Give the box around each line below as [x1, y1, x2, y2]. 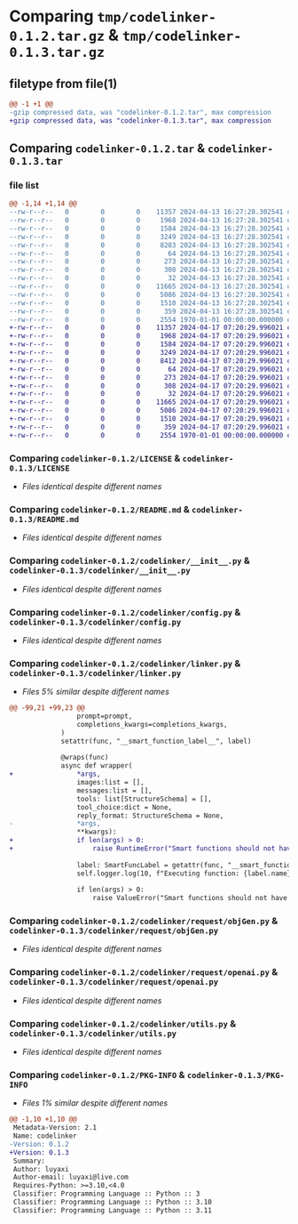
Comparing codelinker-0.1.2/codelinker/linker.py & [9, 656, 241, 669]
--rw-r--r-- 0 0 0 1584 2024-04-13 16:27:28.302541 [9, 224, 284, 233]
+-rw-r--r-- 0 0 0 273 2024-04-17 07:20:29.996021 [9, 373, 284, 382]
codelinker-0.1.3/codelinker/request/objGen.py [9, 926, 219, 936]
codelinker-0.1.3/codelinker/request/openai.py [9, 977, 219, 987]
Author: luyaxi [12, 1164, 69, 1173]
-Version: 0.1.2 [9, 1139, 69, 1148]
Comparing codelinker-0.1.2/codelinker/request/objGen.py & [9, 914, 278, 927]
